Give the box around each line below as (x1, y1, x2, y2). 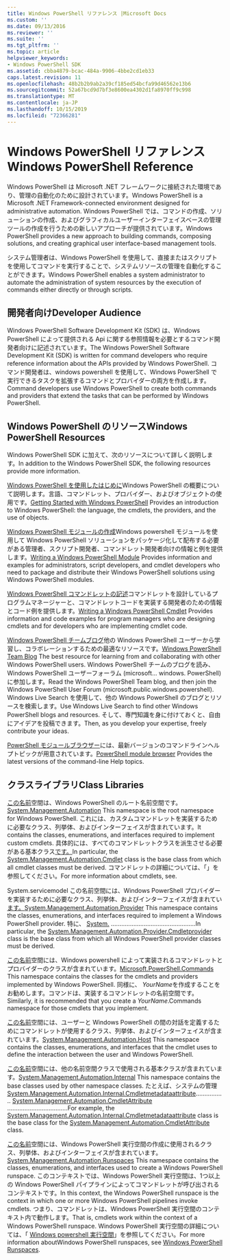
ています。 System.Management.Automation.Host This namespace (12, 1036, 200, 1043)
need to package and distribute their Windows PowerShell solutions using (7, 568, 216, 576)
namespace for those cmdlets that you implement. (7, 1004, 149, 1012)
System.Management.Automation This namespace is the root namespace (7, 806, 214, 814)
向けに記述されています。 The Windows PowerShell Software (18, 344, 190, 352)
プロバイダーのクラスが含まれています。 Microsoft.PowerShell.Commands (7, 965, 214, 972)
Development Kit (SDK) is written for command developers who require (7, 351, 207, 360)
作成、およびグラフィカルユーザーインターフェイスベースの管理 (42, 215, 222, 224)
